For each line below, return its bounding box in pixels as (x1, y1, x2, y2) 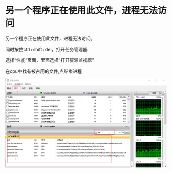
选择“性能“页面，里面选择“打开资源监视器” (5, 57, 94, 63)
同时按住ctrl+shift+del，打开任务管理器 (5, 46, 88, 52)
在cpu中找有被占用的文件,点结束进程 (5, 68, 82, 74)
